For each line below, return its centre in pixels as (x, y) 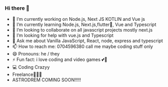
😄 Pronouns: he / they (36, 54)
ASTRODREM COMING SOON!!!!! (46, 80)
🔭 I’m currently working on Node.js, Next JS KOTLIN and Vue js (78, 19)
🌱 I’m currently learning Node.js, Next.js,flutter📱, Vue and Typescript (84, 24)
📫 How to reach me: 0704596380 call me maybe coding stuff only (82, 47)
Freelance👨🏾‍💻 (27, 75)
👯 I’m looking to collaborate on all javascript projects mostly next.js (82, 30)
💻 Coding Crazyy (31, 67)
